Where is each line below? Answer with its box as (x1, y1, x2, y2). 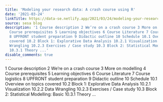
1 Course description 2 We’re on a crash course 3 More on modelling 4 (5, 66, 147, 71)
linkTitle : (5, 16, 27, 21)
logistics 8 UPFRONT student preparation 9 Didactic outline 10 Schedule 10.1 (5, 76, 158, 82)
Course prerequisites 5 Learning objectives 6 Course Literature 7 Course (5, 71, 150, 77)
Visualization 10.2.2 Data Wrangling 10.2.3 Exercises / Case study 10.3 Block (5, 86, 157, 92)
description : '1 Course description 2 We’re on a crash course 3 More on (5, 25, 158, 30)
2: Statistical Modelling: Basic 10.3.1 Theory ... (5, 91, 96, 97)
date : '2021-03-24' (5, 12, 45, 17)
